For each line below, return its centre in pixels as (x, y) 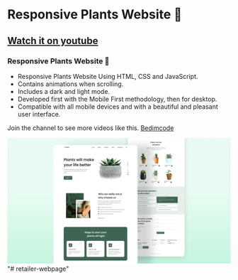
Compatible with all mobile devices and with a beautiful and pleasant (118, 107)
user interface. (39, 114)
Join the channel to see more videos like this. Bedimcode (91, 128)
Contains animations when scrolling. (70, 84)
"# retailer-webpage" (38, 269)
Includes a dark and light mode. (64, 91)
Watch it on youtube (53, 41)
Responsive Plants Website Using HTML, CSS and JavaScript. (108, 76)
